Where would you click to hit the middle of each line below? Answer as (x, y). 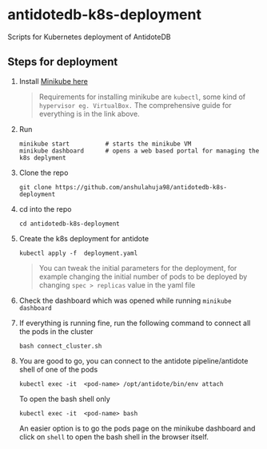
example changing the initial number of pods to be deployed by (143, 276)
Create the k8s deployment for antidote (84, 238)
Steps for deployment (63, 62)
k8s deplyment (42, 157)
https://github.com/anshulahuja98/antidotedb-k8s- (141, 187)
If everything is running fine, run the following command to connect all (135, 323)
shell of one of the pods (58, 369)
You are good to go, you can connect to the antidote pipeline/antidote (133, 360)
